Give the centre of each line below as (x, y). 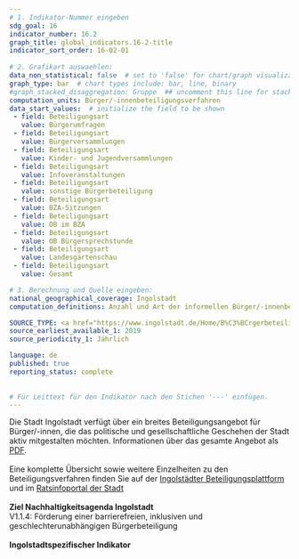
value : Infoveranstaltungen (73, 174)
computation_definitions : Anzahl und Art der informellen (119, 307)
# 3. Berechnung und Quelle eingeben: (81, 290)
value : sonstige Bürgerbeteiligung (87, 191)
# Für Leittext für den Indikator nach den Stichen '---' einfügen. (139, 397)
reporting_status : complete (61, 372)
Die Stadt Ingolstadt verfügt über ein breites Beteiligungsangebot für (135, 422)
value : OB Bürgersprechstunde (77, 241)
